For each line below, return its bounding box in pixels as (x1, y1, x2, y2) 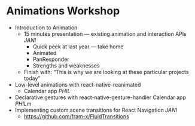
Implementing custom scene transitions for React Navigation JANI (14, 106, 178, 113)
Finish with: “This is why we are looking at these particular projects (23, 68, 189, 75)
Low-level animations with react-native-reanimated (14, 81, 141, 88)
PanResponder (32, 56, 70, 63)
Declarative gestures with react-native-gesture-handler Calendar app (14, 94, 187, 101)
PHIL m (14, 100, 32, 107)
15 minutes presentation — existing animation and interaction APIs (23, 30, 187, 37)
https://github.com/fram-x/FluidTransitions (23, 112, 130, 120)
